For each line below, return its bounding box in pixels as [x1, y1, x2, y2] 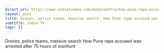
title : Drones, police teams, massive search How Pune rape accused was [5, 16, 159, 21]
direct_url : [5, 7, 29, 12]
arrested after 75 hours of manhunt [5, 43, 76, 49]
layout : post [5, 12, 32, 16]
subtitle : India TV [5, 20, 45, 26]
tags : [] [5, 25, 23, 30]
